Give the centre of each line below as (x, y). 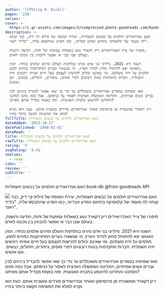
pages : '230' (18, 14)
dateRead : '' (18, 132)
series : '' (16, 19)
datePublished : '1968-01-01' (35, 127)
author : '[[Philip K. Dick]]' (36, 10)
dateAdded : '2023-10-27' (30, 123)
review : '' (16, 168)
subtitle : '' (18, 173)
